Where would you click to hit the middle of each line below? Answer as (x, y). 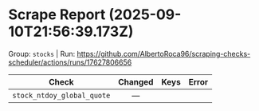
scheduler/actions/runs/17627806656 (70, 62)
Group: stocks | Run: (42, 54)
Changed (136, 81)
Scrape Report (57, 15)
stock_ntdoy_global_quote (61, 95)
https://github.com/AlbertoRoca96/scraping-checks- (164, 54)
